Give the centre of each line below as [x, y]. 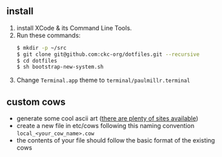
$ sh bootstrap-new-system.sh [60, 67]
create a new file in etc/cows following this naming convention [105, 126]
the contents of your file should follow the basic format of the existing [115, 140]
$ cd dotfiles [37, 61]
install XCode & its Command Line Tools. [74, 28]
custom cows [36, 102]
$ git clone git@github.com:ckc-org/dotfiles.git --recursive [108, 54]
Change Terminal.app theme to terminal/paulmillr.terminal [103, 80]
